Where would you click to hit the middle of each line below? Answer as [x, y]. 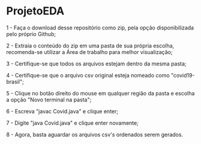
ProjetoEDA [35, 11]
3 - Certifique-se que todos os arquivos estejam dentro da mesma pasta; [97, 64]
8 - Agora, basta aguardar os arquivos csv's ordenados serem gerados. [95, 134]
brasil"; [15, 82]
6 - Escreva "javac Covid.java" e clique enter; [62, 111]
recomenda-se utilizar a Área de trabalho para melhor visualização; [89, 52]
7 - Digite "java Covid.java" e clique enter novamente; [73, 123]
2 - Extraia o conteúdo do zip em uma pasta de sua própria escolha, [90, 46]
